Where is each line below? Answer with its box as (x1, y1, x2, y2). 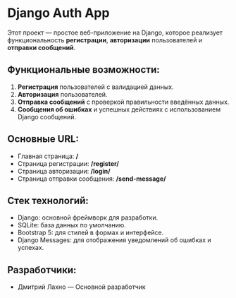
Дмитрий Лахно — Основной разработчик (17, 282, 146, 291)
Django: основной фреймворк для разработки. (17, 213, 159, 222)
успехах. (17, 244, 44, 252)
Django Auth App (7, 5, 110, 21)
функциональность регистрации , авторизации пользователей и (7, 35, 203, 44)
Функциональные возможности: (7, 64, 160, 76)
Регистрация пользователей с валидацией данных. (17, 83, 174, 91)
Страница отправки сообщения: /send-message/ (17, 174, 166, 183)
